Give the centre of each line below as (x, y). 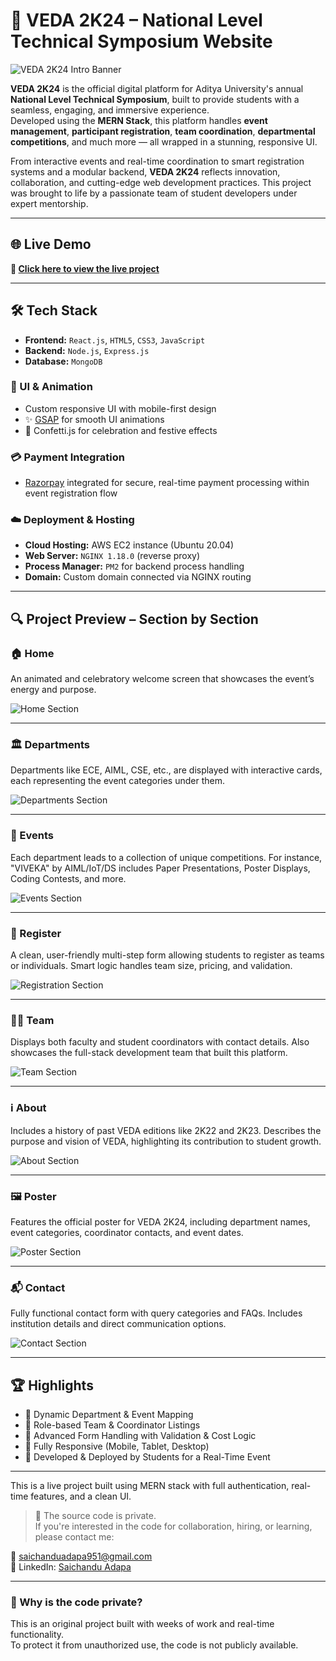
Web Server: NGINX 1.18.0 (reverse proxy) (112, 556)
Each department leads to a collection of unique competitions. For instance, (166, 857)
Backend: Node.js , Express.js (87, 350)
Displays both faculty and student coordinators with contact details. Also (160, 1042)
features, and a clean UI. (81, 1496)
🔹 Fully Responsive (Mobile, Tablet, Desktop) (117, 1446)
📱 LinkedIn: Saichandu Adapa (71, 1567)
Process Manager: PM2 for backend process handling (134, 566)
